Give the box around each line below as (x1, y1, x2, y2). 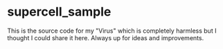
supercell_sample (7, 4, 111, 20)
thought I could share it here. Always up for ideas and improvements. (7, 33, 204, 42)
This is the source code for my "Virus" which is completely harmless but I (7, 27, 217, 35)
